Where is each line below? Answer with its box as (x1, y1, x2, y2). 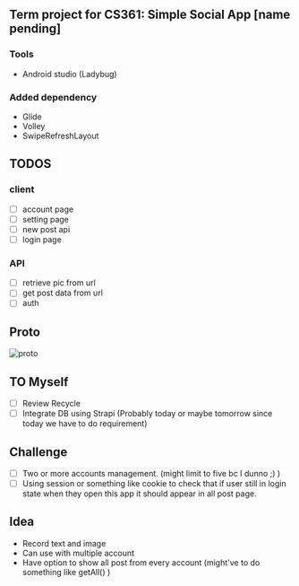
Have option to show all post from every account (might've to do (21, 556, 261, 568)
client (9, 183, 35, 196)
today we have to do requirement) (21, 418, 148, 429)
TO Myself (9, 374, 69, 389)
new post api (21, 223, 71, 234)
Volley (21, 120, 46, 131)
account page (21, 204, 74, 214)
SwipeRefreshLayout (21, 130, 99, 141)
